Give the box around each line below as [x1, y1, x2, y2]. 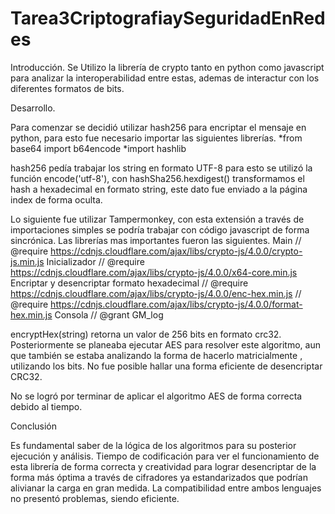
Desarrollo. [10, 102, 56, 114]
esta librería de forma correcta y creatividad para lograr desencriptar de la [10, 460, 317, 472]
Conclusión [10, 420, 58, 432]
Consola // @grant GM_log [54, 308, 164, 321]
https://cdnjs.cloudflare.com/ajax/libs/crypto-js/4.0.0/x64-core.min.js [10, 266, 298, 278]
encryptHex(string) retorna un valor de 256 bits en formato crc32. [10, 328, 282, 340]
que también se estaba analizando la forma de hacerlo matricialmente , [10, 349, 303, 361]
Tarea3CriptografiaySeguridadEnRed [10, 7, 326, 30]
